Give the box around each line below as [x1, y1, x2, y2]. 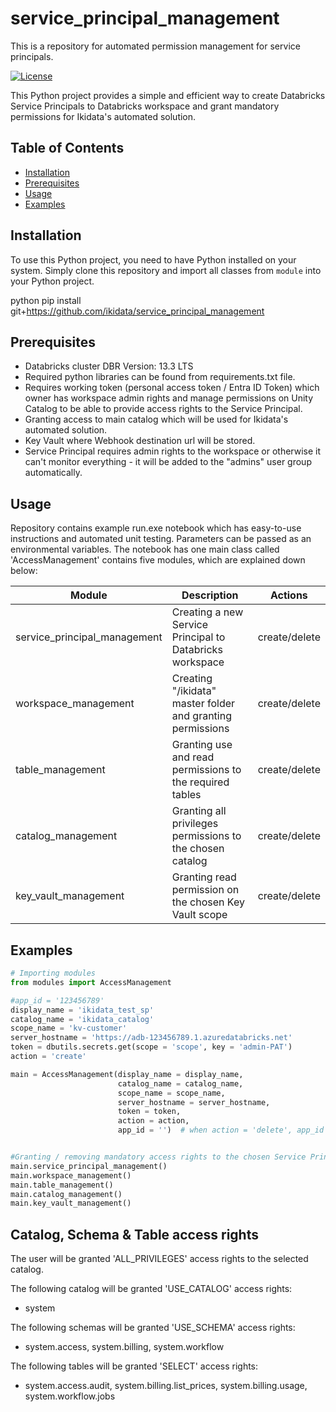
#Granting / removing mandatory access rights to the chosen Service [10, 1152, 307, 1162]
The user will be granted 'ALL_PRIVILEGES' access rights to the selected [10, 1253, 309, 1265]
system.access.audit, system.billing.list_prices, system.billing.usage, [24, 1380, 308, 1392]
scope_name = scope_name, [117, 1088, 226, 1098]
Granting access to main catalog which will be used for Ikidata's [24, 413, 289, 426]
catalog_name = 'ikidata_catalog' [10, 1014, 155, 1024]
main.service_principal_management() [10, 1161, 168, 1171]
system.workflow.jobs [24, 1390, 116, 1402]
